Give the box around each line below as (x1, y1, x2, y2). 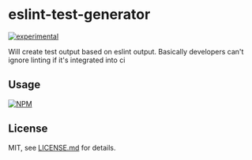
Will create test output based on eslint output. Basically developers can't (8, 47, 244, 56)
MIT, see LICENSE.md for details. (8, 143, 116, 152)
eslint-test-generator (8, 6, 151, 24)
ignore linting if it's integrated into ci (8, 55, 126, 65)
